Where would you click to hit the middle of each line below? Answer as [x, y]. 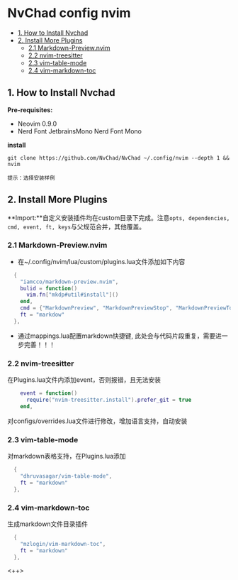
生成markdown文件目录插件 [48, 524]
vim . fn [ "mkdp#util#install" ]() [72, 295]
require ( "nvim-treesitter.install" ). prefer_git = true [109, 400]
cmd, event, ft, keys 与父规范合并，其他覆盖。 [76, 226]
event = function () [49, 393]
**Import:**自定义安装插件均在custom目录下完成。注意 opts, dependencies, [119, 217]
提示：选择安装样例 [31, 178]
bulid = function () [49, 288]
